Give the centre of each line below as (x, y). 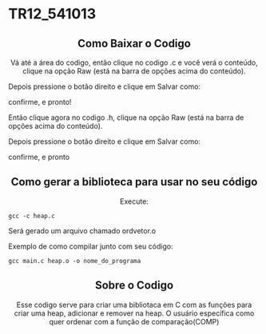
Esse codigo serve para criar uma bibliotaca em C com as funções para (134, 304)
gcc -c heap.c (32, 216)
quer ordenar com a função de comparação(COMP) (134, 321)
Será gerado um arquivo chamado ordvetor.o (82, 231)
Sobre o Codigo (134, 286)
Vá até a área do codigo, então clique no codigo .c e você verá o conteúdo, (134, 62)
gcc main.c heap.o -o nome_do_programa (75, 260)
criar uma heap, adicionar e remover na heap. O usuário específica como (134, 313)
